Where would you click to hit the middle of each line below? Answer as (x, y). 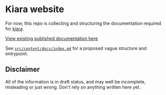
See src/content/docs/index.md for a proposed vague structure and (76, 48)
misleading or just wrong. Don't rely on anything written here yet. (73, 87)
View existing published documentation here (52, 38)
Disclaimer (23, 69)
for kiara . (15, 28)
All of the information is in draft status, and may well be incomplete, (75, 81)
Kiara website (35, 9)
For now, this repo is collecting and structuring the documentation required (83, 23)
